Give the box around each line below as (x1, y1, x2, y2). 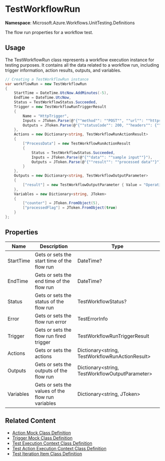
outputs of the (35, 367, 68, 374)
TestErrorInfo (77, 315, 108, 322)
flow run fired (35, 332, 66, 339)
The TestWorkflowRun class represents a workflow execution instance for (5, 57, 155, 63)
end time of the (35, 277, 70, 284)
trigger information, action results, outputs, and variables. (5, 67, 122, 73)
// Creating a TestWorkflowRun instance (5, 77, 89, 82)
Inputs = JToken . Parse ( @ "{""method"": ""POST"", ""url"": (23, 118, 144, 123)
